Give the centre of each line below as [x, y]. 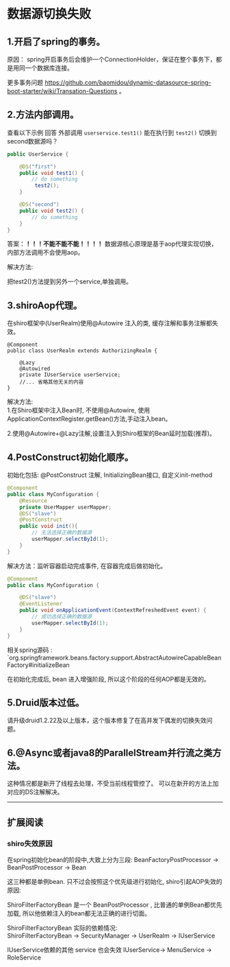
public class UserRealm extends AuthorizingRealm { [82, 351]
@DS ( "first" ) [38, 166]
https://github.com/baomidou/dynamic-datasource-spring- [128, 82]
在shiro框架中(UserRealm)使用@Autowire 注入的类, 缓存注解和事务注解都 [110, 323]
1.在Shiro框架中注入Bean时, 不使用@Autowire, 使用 [79, 410]
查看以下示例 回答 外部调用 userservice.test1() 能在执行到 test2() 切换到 [112, 132]
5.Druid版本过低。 [46, 702]
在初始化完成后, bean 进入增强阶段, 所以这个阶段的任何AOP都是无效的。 [108, 679]
